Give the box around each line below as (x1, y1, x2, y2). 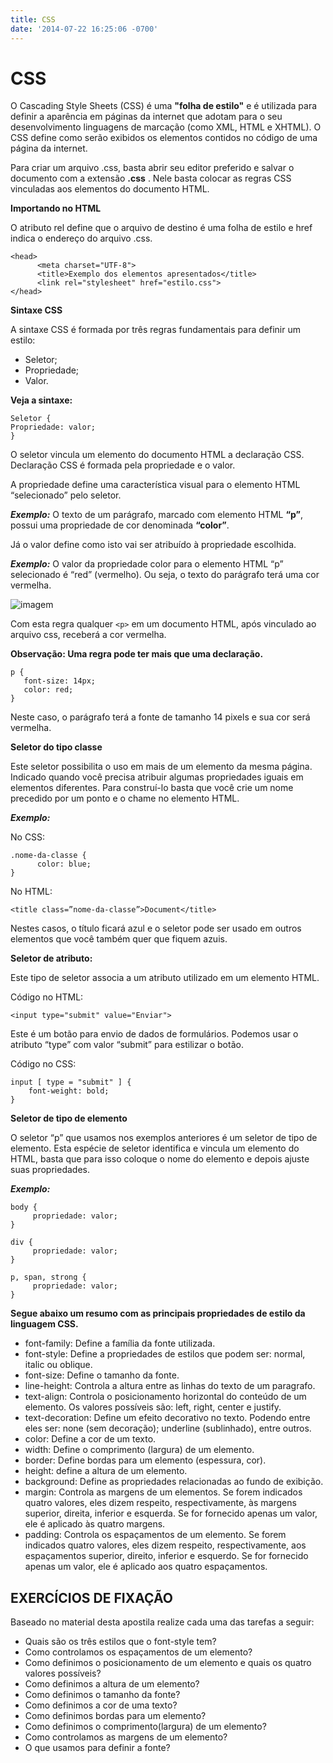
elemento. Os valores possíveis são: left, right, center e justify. (24, 1401, 282, 1413)
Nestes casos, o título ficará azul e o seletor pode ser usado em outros (10, 922, 302, 935)
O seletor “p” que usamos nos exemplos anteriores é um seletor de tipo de (10, 1132, 318, 1144)
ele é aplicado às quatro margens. (24, 1518, 166, 1530)
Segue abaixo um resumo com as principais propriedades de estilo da (10, 1307, 306, 1320)
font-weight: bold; (28, 1086, 110, 1096)
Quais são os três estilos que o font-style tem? (24, 1636, 217, 1648)
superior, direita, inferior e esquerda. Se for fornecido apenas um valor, (24, 1507, 318, 1520)
